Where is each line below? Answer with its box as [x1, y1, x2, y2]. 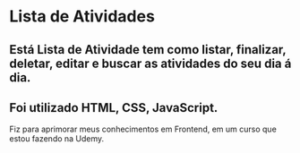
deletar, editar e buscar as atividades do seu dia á [9, 55, 292, 71]
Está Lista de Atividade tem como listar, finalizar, [9, 42, 287, 57]
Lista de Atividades [9, 6, 155, 27]
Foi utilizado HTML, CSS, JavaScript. [9, 100, 219, 115]
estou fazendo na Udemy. [9, 133, 105, 144]
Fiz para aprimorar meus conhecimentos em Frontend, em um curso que [9, 123, 278, 135]
